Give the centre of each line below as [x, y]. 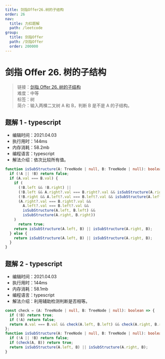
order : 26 [15, 14]
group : [12, 33]
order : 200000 [24, 46]
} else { [18, 233]
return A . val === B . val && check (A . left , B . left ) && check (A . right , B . [84, 324]
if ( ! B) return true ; [32, 315]
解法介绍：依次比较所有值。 [40, 160]
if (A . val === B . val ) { [34, 179]
